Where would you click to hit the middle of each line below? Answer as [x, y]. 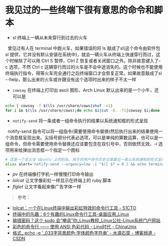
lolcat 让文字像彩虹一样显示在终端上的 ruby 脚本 [62, 180]
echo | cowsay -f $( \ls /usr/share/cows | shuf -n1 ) [59, 105]
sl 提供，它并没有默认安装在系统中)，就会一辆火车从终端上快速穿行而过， [80, 54]
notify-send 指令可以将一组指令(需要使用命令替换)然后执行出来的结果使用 [83, 131]
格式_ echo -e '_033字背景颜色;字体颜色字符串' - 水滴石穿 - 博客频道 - [84, 233]
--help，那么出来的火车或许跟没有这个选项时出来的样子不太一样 [71, 79]
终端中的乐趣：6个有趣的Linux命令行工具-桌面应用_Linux [71, 214]
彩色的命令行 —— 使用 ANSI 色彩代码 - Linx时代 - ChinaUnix [74, 227]
